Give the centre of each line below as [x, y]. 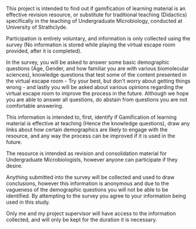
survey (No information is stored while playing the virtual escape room [91, 45]
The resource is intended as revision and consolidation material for [87, 153]
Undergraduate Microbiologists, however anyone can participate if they [92, 160]
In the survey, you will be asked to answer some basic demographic [88, 62]
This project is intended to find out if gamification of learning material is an [96, 8]
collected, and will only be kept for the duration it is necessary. [82, 220]
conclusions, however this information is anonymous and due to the [88, 183]
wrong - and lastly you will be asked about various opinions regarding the [94, 87]
